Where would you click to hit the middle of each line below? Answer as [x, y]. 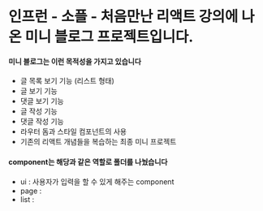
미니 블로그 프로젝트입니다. [109, 37]
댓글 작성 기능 [42, 122]
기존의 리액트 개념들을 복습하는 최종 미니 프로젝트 [98, 142]
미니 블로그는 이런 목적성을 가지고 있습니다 [75, 61]
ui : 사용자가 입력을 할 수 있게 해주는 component [97, 181]
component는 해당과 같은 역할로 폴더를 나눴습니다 [88, 161]
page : [31, 191]
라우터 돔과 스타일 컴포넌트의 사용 [73, 131]
